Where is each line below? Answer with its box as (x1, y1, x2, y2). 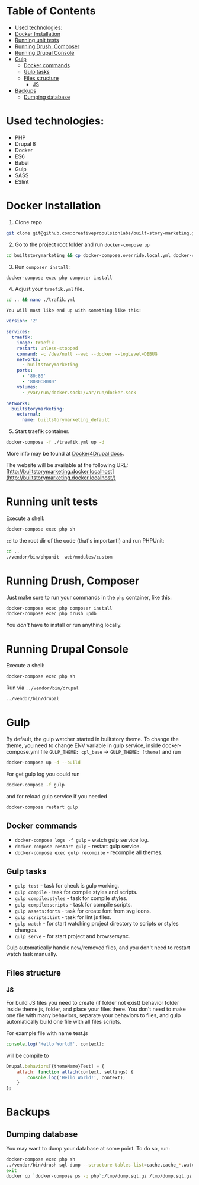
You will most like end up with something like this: (6, 308, 142, 314)
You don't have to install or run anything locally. (6, 622, 123, 629)
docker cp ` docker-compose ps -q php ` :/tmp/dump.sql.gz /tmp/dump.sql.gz (6, 1173, 192, 1179)
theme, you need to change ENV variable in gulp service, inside (6, 742, 161, 749)
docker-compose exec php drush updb (6, 611, 97, 617)
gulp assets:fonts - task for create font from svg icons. (14, 907, 152, 914)
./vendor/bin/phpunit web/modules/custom (6, 554, 113, 560)
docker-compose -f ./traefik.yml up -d (6, 439, 105, 446)
